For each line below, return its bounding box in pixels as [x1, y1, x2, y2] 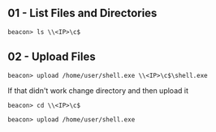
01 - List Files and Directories [7, 6, 158, 20]
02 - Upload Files [7, 50, 96, 64]
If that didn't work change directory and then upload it [7, 85, 188, 96]
